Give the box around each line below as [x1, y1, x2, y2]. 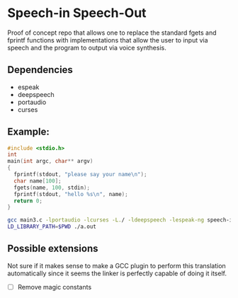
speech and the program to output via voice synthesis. [7, 43, 166, 52]
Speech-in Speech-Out [7, 5, 147, 21]
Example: [7, 126, 50, 138]
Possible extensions [7, 243, 98, 255]
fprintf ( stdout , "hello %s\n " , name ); [13, 190, 129, 197]
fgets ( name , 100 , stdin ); [13, 184, 91, 191]
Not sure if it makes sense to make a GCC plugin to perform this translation [7, 261, 227, 270]
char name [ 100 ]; [13, 177, 62, 185]
